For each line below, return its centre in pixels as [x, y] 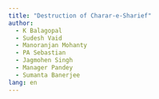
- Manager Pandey [44, 68]
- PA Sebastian [41, 53]
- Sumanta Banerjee [48, 75]
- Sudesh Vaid [39, 38]
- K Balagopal [39, 30]
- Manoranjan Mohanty [52, 46]
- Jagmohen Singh [44, 61]
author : [21, 23]
